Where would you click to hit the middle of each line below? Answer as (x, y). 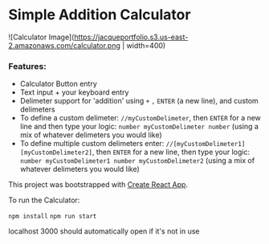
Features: (27, 66)
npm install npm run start (53, 217)
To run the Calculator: (44, 200)
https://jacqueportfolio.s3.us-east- (131, 37)
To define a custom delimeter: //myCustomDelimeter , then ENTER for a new (140, 118)
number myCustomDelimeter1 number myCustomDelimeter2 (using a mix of (137, 161)
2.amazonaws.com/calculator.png (64, 45)
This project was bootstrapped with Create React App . (98, 185)
